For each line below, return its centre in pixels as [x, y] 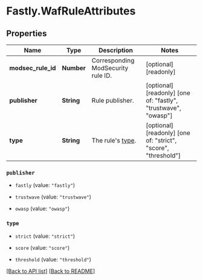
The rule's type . [114, 140]
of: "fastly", [162, 100]
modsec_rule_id [33, 68]
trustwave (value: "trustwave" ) [53, 197]
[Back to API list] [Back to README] [51, 271]
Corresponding [113, 60]
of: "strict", [161, 140]
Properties [27, 33]
